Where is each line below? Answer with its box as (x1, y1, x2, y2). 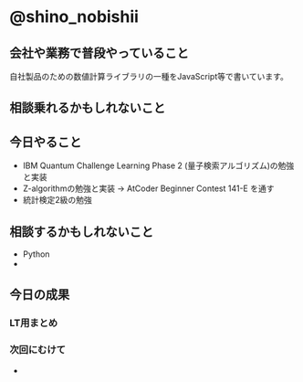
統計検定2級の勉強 (22, 195, 93, 206)
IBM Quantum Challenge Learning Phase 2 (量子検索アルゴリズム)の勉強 (22, 160, 295, 171)
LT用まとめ (9, 317, 58, 330)
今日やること (9, 134, 82, 150)
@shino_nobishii (9, 6, 140, 27)
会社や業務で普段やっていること (9, 45, 189, 60)
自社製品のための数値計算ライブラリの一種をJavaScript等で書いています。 (9, 71, 289, 81)
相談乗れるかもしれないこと (9, 101, 166, 116)
